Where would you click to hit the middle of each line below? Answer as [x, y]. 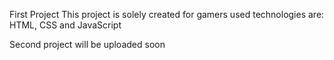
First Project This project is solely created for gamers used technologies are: [167, 14]
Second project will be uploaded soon [87, 44]
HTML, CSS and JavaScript [65, 25]
